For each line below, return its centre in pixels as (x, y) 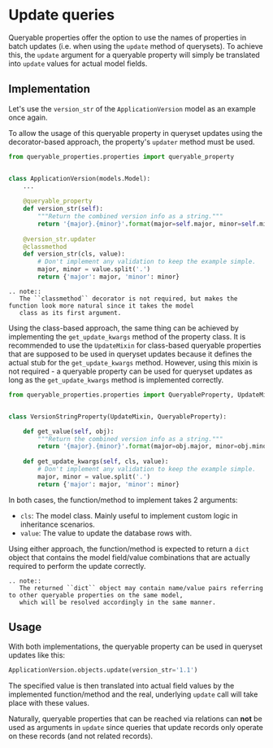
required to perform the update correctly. (77, 566)
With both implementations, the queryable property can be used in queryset (136, 647)
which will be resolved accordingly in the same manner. (118, 602)
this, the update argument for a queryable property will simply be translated (134, 55)
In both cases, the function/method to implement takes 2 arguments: (123, 500)
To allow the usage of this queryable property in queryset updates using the (135, 133)
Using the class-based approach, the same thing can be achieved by (124, 328)
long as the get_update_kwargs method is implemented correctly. (116, 379)
